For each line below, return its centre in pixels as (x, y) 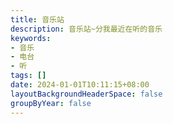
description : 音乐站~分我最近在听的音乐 (86, 29)
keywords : (31, 38)
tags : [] (28, 76)
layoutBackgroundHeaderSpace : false (86, 94)
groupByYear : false (51, 103)
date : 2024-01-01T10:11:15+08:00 (80, 85)
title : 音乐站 (37, 19)
